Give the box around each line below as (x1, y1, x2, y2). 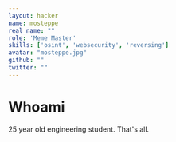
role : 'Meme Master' (8, 34, 77, 42)
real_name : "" (8, 26, 56, 34)
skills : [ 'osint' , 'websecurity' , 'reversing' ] (8, 41, 170, 49)
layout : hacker (8, 11, 59, 20)
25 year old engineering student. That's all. (8, 124, 150, 134)
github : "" (8, 57, 45, 65)
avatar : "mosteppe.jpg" (8, 49, 88, 57)
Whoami (8, 97, 65, 116)
